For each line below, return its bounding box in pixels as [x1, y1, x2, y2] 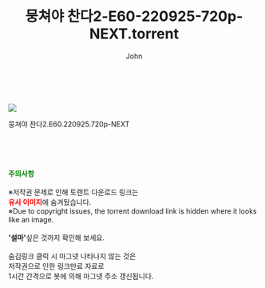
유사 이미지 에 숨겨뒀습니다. [8, 197, 92, 206]
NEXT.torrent [89, 25, 180, 43]
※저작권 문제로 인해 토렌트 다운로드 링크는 [8, 187, 139, 197]
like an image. [8, 214, 54, 224]
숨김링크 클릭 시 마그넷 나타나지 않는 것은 [8, 251, 136, 261]
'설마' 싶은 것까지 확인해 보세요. [8, 233, 105, 242]
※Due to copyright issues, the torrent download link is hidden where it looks [8, 206, 257, 216]
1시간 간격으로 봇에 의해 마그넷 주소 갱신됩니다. [8, 271, 154, 281]
